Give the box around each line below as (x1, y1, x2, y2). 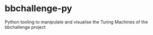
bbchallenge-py (4, 3, 73, 14)
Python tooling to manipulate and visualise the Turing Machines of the (4, 19, 148, 25)
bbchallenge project (4, 24, 46, 30)
